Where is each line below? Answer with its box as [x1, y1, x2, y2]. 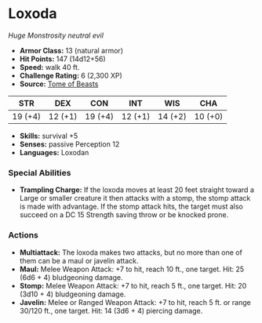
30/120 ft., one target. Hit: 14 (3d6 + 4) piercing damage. [19, 306, 203, 315]
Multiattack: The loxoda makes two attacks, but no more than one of [19, 248, 243, 257]
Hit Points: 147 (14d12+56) [19, 54, 106, 64]
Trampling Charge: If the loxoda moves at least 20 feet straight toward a [19, 185, 255, 194]
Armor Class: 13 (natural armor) [19, 45, 124, 55]
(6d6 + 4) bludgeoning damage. [19, 272, 123, 282]
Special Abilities [8, 167, 71, 178]
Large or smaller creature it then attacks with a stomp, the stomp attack [19, 194, 251, 203]
